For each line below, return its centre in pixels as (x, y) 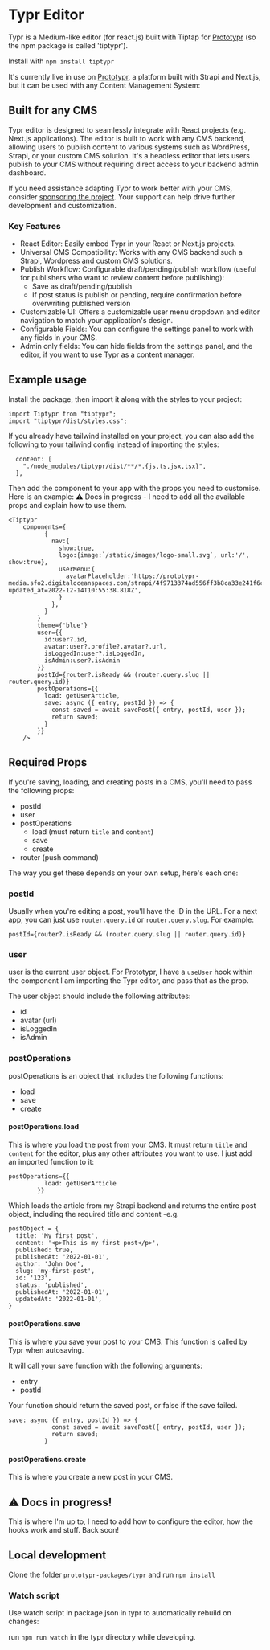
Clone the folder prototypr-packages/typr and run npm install (112, 1574)
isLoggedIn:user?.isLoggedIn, (95, 653)
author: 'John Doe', (50, 1263)
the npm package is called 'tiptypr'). (68, 45)
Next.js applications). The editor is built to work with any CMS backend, (127, 138)
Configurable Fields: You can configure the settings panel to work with (137, 329)
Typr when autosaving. (46, 1350)
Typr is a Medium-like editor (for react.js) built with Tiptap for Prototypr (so (132, 37)
